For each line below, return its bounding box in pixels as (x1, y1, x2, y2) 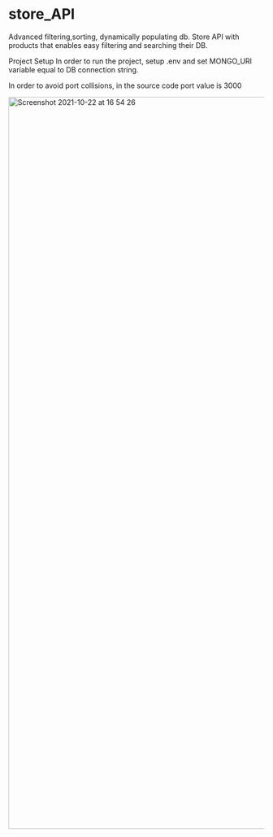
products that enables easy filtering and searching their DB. (8, 40, 208, 50)
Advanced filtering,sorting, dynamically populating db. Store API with (8, 32, 240, 41)
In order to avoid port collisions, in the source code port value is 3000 (8, 81, 242, 90)
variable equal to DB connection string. (8, 64, 139, 74)
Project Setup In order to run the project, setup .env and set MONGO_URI (8, 56, 253, 66)
